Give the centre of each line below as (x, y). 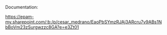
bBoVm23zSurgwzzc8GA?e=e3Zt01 (42, 27)
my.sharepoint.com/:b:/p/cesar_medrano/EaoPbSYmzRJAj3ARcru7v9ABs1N (83, 22)
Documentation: (22, 7)
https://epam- (20, 17)
